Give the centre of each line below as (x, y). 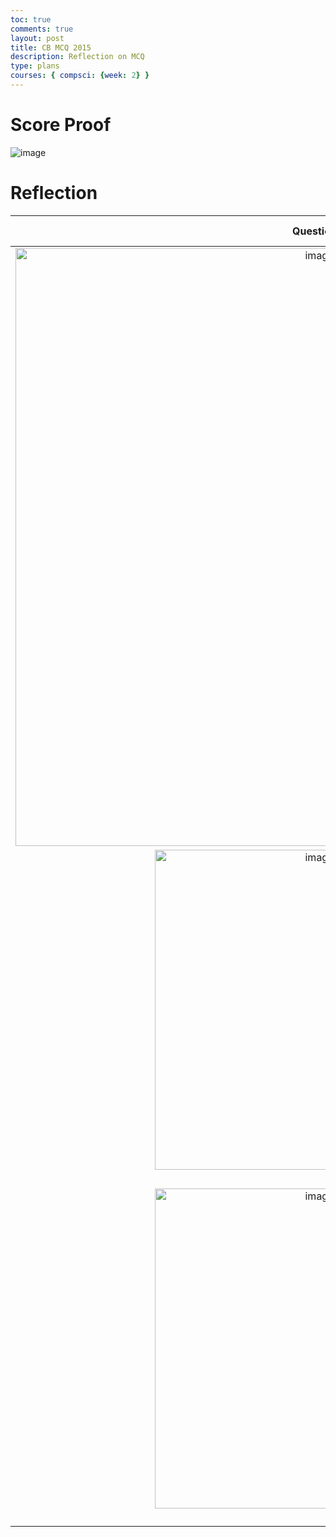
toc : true (31, 19)
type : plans (35, 66)
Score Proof (61, 125)
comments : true (42, 29)
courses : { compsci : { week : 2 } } (80, 76)
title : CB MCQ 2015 (51, 47)
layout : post (37, 38)
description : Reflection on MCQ (77, 57)
